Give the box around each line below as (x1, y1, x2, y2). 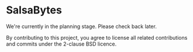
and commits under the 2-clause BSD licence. (6, 40, 117, 47)
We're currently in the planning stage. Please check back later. (6, 23, 157, 30)
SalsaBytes (6, 4, 63, 17)
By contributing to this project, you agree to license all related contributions (6, 34, 188, 41)
